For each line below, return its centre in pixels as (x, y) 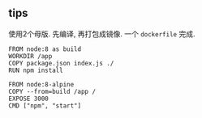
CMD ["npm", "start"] (45, 105)
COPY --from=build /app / (52, 91)
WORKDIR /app (30, 56)
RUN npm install (36, 70)
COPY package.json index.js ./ (61, 63)
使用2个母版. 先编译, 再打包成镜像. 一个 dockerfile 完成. (102, 34)
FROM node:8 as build (45, 49)
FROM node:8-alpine (41, 84)
